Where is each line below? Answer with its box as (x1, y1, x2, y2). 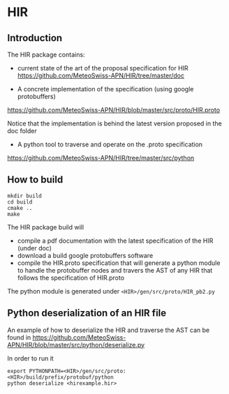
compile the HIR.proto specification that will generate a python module (17, 259, 221, 267)
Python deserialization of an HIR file (7, 308, 167, 319)
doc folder (7, 127, 37, 135)
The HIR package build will (7, 222, 84, 231)
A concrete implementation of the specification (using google (17, 85, 194, 93)
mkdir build (7, 192, 42, 199)
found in (7, 333, 31, 342)
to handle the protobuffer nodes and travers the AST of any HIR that (17, 266, 213, 274)
